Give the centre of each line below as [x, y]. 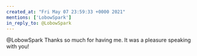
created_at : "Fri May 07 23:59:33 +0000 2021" [66, 12]
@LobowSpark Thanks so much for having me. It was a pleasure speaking [99, 40]
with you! [18, 46]
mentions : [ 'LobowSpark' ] [39, 17]
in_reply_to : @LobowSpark [39, 23]
